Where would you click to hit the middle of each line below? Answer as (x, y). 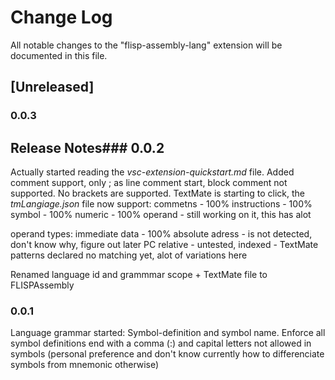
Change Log (61, 17)
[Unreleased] (52, 87)
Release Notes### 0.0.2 (87, 147)
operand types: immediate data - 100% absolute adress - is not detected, (161, 234)
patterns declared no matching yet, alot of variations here (129, 255)
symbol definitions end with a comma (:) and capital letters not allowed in (161, 343)
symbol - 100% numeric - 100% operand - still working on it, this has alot (161, 215)
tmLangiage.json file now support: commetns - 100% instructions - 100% (161, 204)
